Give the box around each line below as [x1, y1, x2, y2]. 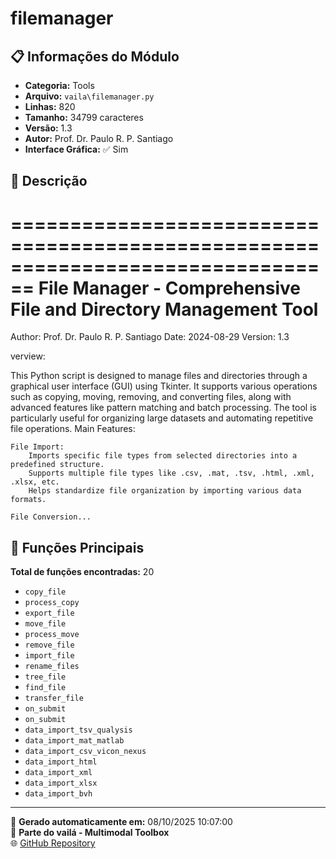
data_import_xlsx [24, 778, 98, 789]
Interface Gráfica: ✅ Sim [24, 143, 129, 155]
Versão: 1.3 [24, 122, 73, 134]
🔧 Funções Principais [10, 539, 145, 556]
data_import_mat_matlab [24, 736, 125, 746]
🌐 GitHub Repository [10, 837, 96, 849]
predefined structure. [10, 460, 105, 470]
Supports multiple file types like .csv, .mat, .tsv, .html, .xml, [28, 468, 315, 479]
